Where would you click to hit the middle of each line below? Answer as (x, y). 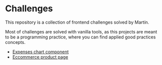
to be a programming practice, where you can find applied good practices (81, 37)
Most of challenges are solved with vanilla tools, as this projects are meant (81, 32)
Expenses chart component (40, 52)
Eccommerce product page (40, 57)
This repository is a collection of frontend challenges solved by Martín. (77, 22)
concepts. (15, 42)
